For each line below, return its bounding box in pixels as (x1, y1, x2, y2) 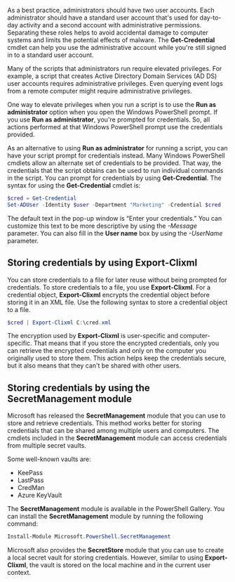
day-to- (199, 13, 222, 22)
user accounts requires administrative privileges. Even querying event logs (7, 79, 223, 87)
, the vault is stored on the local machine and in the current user (25, 561, 211, 569)
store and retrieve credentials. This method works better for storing (7, 419, 202, 427)
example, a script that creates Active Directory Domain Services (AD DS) (7, 72, 217, 80)
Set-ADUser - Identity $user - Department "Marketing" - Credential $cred (7, 201, 221, 208)
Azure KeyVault (17, 491, 62, 500)
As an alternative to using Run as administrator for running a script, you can (7, 144, 228, 152)
